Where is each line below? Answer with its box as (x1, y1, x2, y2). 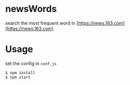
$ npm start (5, 75, 31, 80)
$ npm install (5, 70, 36, 75)
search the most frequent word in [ (5, 20, 79, 26)
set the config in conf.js (5, 60, 57, 67)
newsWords (5, 3, 57, 15)
